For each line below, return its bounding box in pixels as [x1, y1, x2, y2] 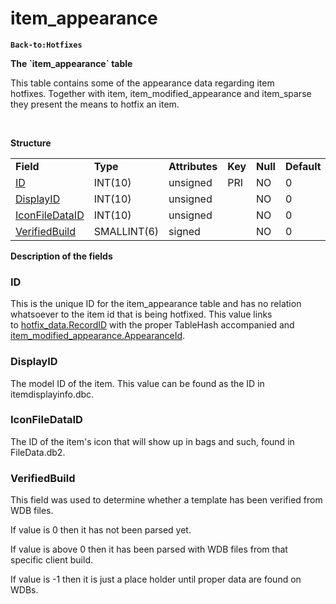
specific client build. [10, 554, 93, 566]
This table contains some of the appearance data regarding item [10, 77, 275, 89]
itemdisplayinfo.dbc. [10, 388, 95, 400]
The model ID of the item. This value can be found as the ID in [10, 377, 265, 389]
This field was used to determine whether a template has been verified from [10, 494, 323, 506]
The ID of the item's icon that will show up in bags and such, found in [10, 435, 295, 447]
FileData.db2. [10, 446, 66, 458]
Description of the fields [10, 250, 113, 262]
